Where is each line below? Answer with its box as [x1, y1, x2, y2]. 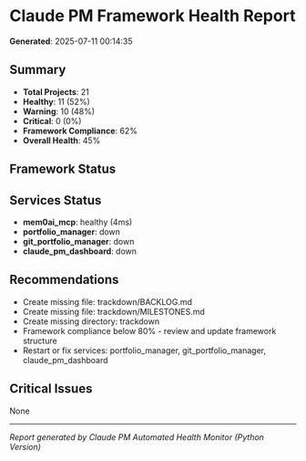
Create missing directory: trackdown [22, 316, 160, 327]
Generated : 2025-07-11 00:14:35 [9, 36, 133, 47]
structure [22, 335, 57, 346]
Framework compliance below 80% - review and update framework [22, 325, 277, 336]
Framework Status [9, 162, 117, 177]
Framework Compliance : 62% [22, 125, 138, 136]
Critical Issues [9, 381, 93, 397]
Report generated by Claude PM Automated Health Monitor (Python [9, 431, 264, 443]
